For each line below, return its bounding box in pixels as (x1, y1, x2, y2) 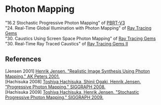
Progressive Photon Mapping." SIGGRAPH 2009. (5, 94, 104, 100)
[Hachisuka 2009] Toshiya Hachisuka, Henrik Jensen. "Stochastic (5, 89, 139, 95)
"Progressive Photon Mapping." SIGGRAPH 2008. (5, 84, 106, 90)
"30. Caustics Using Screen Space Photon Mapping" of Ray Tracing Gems (5, 35, 156, 41)
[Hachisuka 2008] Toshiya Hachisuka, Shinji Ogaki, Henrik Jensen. (5, 78, 141, 84)
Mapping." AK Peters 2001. (5, 73, 60, 79)
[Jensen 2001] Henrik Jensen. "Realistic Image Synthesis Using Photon (5, 68, 150, 74)
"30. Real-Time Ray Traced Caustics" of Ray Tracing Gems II (5, 40, 128, 46)
